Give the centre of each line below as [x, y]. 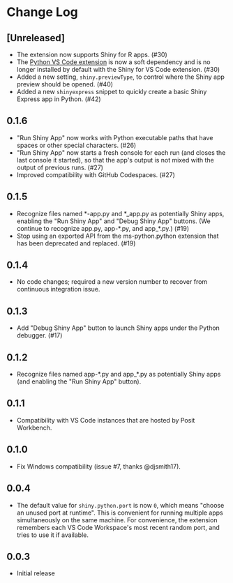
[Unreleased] [36, 38]
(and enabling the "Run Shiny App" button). [79, 381]
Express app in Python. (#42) [59, 99]
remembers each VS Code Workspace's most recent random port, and [118, 527]
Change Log [42, 12]
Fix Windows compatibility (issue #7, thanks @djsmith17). [98, 466]
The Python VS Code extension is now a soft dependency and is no [113, 62]
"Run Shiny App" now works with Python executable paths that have [115, 137]
